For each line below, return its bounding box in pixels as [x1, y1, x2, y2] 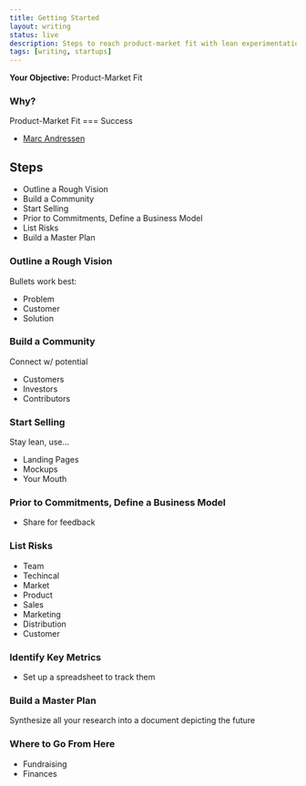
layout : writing [9, 22, 71, 31]
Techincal [22, 570, 60, 581]
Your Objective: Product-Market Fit [9, 72, 143, 83]
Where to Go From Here [9, 738, 116, 750]
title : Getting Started [9, 13, 100, 23]
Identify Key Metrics [9, 650, 102, 663]
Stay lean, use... [9, 436, 70, 447]
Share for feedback [22, 516, 96, 528]
